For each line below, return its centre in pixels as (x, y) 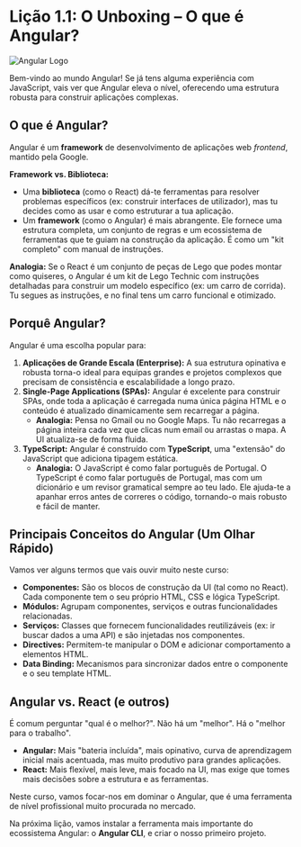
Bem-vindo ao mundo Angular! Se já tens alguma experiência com (132, 77)
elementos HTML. (55, 654)
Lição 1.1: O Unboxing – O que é (127, 17)
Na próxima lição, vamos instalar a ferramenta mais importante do (131, 824)
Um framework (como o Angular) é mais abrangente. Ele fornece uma (152, 220)
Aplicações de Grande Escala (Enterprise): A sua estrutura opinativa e (154, 363)
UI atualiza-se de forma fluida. (92, 439)
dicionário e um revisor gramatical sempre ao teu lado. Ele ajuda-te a (163, 487)
